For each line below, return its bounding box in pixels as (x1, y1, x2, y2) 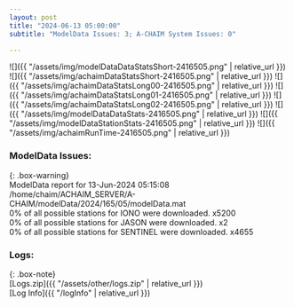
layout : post (9, 12, 58, 22)
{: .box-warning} (9, 169, 69, 180)
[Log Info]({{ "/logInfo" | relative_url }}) (9, 287, 151, 298)
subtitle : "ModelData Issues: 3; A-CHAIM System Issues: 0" (9, 29, 237, 38)
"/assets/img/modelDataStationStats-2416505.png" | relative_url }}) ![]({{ (9, 118, 275, 129)
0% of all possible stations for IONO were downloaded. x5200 (9, 208, 236, 218)
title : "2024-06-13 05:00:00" (9, 21, 122, 30)
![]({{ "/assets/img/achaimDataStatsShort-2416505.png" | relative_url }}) (9, 71, 274, 82)
